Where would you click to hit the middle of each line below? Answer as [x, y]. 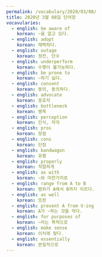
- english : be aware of [41, 28]
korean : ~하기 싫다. [40, 78]
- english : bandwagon [38, 150]
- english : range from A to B [49, 184]
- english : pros [31, 128]
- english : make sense [39, 228]
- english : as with [36, 173]
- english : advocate [37, 95]
